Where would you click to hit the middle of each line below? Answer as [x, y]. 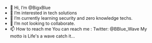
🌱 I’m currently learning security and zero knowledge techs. [71, 18]
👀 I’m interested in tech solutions [43, 13]
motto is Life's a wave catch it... [42, 36]
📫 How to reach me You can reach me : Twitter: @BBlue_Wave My [78, 29]
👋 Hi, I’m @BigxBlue [30, 8]
